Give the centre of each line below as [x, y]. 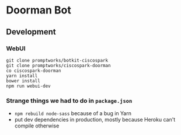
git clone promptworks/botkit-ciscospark [57, 60]
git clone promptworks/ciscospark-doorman [58, 65]
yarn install [22, 76]
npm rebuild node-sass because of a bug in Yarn [73, 113]
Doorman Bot [39, 10]
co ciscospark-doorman [34, 71]
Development [31, 32]
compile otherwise [37, 126]
